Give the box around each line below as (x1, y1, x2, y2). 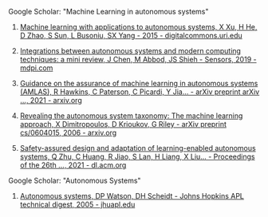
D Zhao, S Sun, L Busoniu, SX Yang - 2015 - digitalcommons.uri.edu (19, 31, 243, 40)
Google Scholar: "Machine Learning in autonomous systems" (8, 7, 209, 16)
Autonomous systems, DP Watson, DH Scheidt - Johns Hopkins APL (19, 191, 245, 200)
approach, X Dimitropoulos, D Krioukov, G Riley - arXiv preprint (19, 120, 227, 128)
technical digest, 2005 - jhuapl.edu (19, 199, 136, 209)
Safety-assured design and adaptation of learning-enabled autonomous (19, 144, 257, 152)
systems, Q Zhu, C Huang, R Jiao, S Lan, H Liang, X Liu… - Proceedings (19, 152, 255, 161)
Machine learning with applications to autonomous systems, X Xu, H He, (19, 22, 258, 31)
